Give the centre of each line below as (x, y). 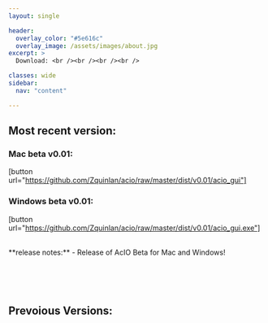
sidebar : (23, 83)
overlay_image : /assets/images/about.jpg (87, 46)
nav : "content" (41, 90)
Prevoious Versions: (61, 311)
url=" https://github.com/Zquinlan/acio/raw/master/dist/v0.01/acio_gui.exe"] (134, 228)
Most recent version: (62, 131)
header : (22, 31)
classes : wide (32, 76)
